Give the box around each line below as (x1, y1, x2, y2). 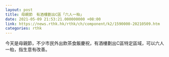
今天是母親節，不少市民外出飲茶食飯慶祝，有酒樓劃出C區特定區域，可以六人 (5, 40, 164, 46)
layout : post (5, 7, 33, 12)
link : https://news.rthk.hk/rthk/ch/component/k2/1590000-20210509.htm (5, 21, 160, 26)
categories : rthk (5, 26, 42, 31)
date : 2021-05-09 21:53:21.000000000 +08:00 (5, 16, 101, 21)
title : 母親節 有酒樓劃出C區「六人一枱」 (5, 12, 84, 17)
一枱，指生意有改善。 (5, 46, 50, 52)
